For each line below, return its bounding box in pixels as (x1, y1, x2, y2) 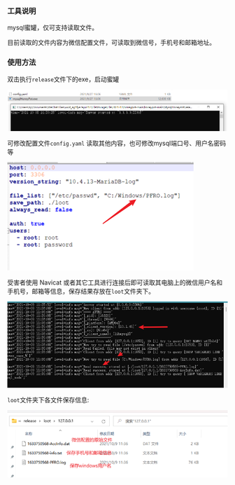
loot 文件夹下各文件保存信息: (7, 396, 90, 404)
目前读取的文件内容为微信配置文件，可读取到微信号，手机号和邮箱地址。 (7, 39, 215, 47)
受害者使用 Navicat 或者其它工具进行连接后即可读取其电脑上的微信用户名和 (7, 278, 222, 287)
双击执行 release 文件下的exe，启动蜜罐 (7, 75, 120, 83)
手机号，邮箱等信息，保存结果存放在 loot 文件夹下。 (7, 287, 155, 295)
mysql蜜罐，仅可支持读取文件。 (7, 23, 99, 32)
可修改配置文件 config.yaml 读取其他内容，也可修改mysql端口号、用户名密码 (7, 139, 226, 147)
